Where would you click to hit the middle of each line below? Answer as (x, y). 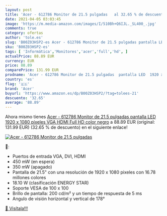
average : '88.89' (23, 103)
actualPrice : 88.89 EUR (30, 56)
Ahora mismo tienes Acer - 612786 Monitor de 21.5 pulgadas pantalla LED (81, 117)
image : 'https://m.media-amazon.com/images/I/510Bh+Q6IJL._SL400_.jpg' (81, 24)
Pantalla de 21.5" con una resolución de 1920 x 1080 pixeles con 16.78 (84, 172)
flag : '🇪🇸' (17, 84)
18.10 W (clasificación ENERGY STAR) (50, 183)
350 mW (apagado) (32, 167)
